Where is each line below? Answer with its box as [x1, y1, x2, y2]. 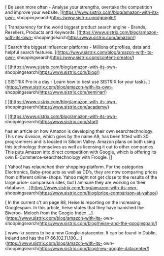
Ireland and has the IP [5, 235, 49, 241]
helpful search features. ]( [5, 49, 58, 55]
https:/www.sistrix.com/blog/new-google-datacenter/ [39, 246, 148, 251]
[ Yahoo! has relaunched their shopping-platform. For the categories [5, 164, 144, 170]
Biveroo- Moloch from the [5, 210, 58, 216]
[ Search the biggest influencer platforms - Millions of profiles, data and [5, 44, 151, 50]
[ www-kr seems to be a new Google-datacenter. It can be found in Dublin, [5, 230, 157, 235]
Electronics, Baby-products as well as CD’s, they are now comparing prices [5, 169, 158, 175]
